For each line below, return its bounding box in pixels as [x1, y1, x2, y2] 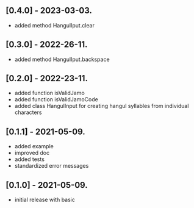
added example [14, 143, 54, 150]
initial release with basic [14, 196, 76, 204]
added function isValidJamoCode [14, 96, 98, 103]
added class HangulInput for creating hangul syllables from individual [14, 102, 189, 110]
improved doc [14, 149, 50, 157]
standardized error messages [14, 162, 89, 170]
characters [14, 109, 42, 116]
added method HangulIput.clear [14, 21, 95, 29]
